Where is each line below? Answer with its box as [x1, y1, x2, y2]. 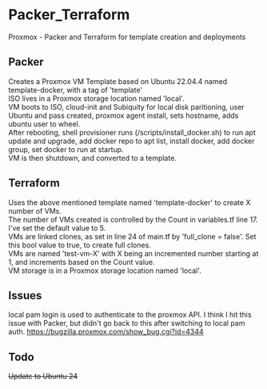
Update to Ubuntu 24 [8, 371, 78, 381]
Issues [8, 288, 42, 302]
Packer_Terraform [8, 6, 130, 24]
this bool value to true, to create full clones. [8, 240, 152, 250]
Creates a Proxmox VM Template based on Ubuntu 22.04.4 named [8, 76, 228, 86]
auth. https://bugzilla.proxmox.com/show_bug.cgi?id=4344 [8, 327, 204, 337]
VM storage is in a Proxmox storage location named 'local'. [8, 266, 201, 275]
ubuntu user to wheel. [8, 118, 81, 129]
